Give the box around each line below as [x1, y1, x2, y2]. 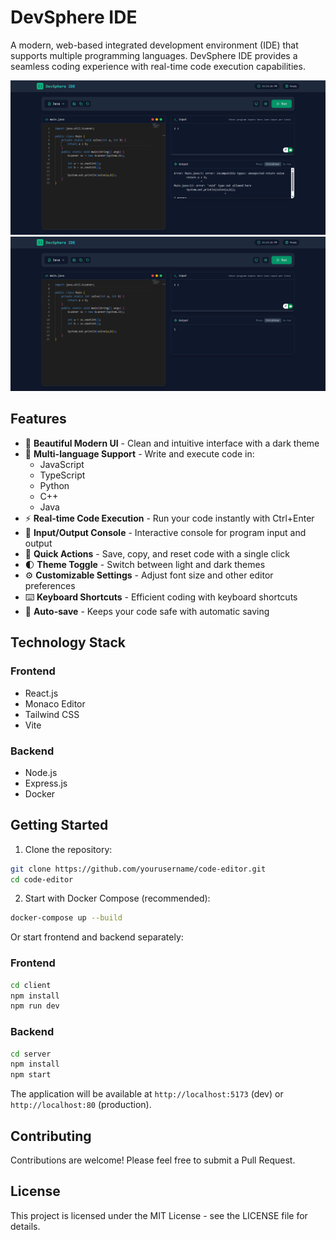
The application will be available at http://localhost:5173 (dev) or [10, 1088, 284, 1100]
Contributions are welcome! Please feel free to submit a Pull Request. [10, 1154, 296, 1166]
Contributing [10, 1127, 92, 1145]
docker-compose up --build [10, 913, 123, 923]
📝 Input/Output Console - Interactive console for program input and [24, 526, 307, 538]
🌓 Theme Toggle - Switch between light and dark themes [24, 558, 266, 570]
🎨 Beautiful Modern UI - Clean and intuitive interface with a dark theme [24, 437, 320, 449]
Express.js [24, 777, 68, 789]
